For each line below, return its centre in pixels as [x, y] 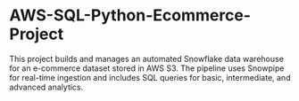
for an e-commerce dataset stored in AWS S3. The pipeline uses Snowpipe [147, 68]
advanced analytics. [46, 87]
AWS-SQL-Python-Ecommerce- [130, 16]
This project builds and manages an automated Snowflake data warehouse [146, 58]
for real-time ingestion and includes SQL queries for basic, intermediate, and [150, 77]
